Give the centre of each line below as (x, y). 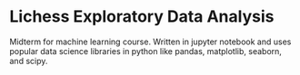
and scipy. (29, 61)
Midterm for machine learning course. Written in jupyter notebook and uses (150, 42)
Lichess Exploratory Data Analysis (142, 17)
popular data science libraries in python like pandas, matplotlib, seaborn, (145, 51)
